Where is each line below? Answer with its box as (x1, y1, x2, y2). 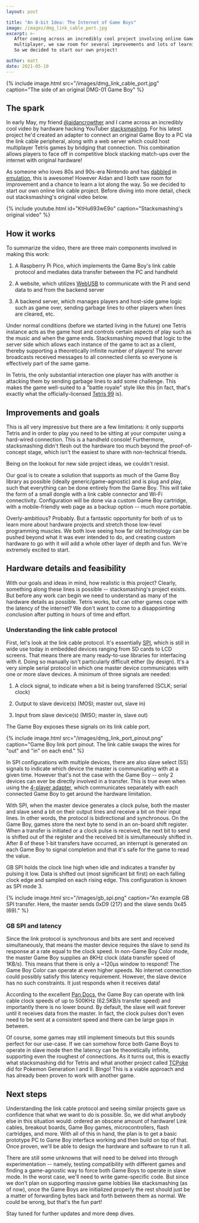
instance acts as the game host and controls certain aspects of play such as (6, 328, 192, 336)
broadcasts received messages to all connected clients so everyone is (6, 354, 178, 361)
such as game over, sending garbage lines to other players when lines (14, 304, 186, 311)
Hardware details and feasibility (6, 563, 126, 573)
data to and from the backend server (14, 286, 105, 294)
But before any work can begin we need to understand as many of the (6, 592, 177, 599)
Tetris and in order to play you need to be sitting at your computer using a (6, 430, 186, 437)
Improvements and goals (6, 408, 100, 418)
